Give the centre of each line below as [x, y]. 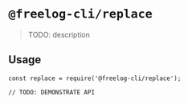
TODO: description [59, 34]
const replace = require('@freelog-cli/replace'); [95, 78]
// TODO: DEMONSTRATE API [51, 92]
